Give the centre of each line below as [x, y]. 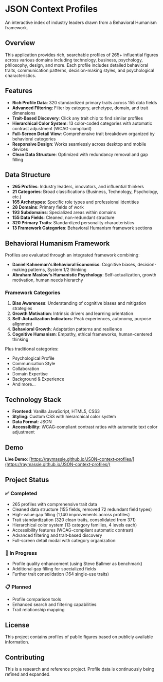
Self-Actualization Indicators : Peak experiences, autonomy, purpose [82, 319]
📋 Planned [18, 587]
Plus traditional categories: [32, 349]
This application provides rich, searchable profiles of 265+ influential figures [82, 55]
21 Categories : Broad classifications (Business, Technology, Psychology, [85, 192]
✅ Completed [21, 493]
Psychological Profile [33, 358]
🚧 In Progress [21, 553]
